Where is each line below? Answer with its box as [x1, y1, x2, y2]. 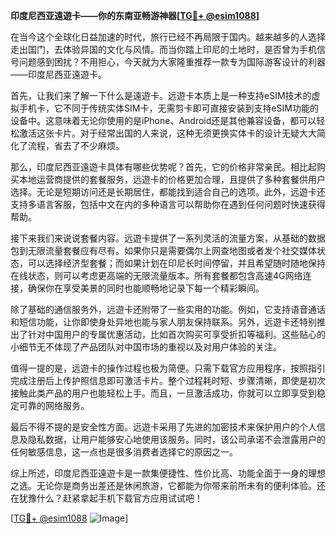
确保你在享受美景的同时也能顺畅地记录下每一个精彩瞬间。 [27, 282, 265, 294]
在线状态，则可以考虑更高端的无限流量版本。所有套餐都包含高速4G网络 [10, 270, 303, 281]
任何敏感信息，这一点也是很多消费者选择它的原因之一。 [10, 446, 238, 458]
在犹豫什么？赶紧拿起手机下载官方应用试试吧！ [10, 492, 203, 504]
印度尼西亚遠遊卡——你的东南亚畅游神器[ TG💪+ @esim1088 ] [10, 10, 260, 21]
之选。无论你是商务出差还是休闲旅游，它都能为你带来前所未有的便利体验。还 [10, 480, 326, 491]
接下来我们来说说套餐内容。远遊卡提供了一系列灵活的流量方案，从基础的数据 [10, 232, 326, 244]
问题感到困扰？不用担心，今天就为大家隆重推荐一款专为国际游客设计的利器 [18, 56, 326, 68]
